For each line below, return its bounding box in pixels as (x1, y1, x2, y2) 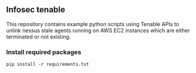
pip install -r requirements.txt (6, 62, 89, 68)
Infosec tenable (6, 5, 66, 15)
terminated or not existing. (6, 33, 71, 40)
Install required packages (6, 47, 82, 56)
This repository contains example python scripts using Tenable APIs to (6, 20, 179, 27)
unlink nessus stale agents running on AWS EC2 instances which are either (6, 27, 191, 34)
